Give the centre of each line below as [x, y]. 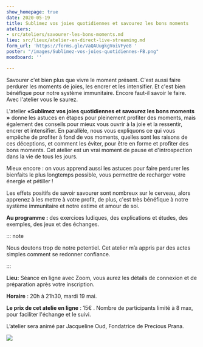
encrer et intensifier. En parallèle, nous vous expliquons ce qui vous [91, 130]
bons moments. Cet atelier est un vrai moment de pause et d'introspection [99, 150]
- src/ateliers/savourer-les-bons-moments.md [65, 35]
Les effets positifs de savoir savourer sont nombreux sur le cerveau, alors [98, 193]
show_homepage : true [33, 12]
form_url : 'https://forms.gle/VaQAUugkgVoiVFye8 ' [72, 46]
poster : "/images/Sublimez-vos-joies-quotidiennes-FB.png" [83, 52]
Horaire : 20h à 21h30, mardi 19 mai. [52, 296]
